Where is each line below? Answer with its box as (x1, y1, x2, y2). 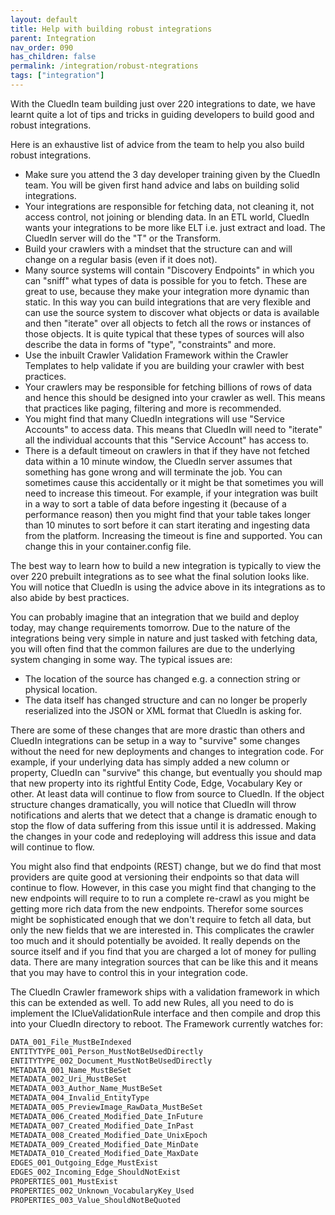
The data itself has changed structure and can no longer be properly (24, 694, 308, 706)
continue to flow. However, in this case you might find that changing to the (10, 881, 317, 893)
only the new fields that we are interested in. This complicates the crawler (10, 924, 315, 936)
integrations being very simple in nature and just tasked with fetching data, (10, 632, 318, 644)
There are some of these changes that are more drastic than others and (10, 724, 305, 736)
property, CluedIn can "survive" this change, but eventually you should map (10, 766, 323, 778)
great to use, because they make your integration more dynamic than (24, 285, 310, 297)
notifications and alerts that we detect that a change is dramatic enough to (10, 809, 318, 821)
